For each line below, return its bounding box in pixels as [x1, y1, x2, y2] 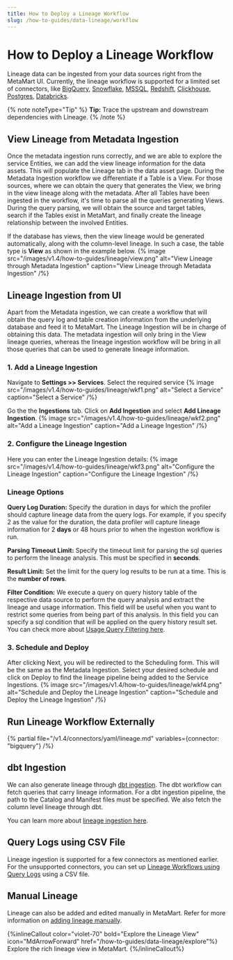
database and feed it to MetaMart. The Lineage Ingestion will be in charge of [7, 323, 227, 332]
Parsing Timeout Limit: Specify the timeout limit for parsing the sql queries [7, 546, 223, 554]
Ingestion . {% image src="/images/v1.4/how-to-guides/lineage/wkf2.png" [7, 414, 221, 422]
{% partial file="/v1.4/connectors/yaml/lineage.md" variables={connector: [7, 734, 219, 743]
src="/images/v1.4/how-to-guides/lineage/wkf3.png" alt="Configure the [7, 462, 215, 471]
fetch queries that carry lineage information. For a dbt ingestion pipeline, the [7, 788, 226, 796]
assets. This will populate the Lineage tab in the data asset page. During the [7, 167, 225, 175]
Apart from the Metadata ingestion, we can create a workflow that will [7, 308, 207, 316]
